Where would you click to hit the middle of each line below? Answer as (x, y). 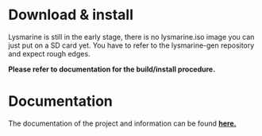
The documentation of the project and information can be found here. (122, 123)
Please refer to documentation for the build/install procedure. (112, 69)
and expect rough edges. (49, 53)
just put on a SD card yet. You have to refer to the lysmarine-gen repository (131, 45)
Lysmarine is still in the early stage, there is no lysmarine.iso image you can (131, 37)
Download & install (71, 15)
